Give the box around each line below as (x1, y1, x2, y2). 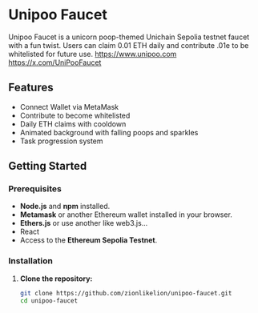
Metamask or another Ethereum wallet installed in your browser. (19, 210, 232, 219)
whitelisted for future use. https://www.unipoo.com (8, 49, 177, 58)
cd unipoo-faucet (19, 296, 79, 305)
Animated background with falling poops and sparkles (19, 127, 199, 137)
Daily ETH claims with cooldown (19, 118, 127, 129)
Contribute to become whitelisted (19, 110, 131, 120)
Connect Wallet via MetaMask (19, 102, 119, 111)
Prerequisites (8, 183, 62, 195)
